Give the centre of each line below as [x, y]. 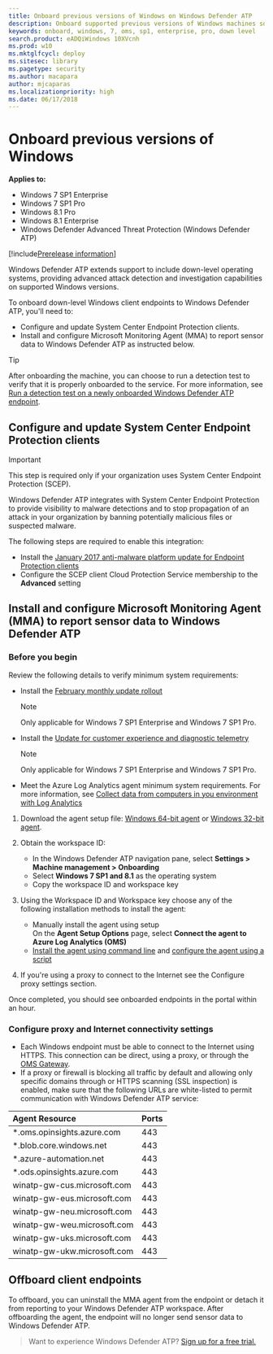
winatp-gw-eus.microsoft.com [72, 1198]
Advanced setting [50, 583]
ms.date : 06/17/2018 [43, 99]
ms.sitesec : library [43, 62]
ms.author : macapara [43, 76]
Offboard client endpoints [75, 1280]
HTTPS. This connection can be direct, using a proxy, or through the [134, 1055]
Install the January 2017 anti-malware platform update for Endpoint [132, 557]
